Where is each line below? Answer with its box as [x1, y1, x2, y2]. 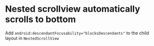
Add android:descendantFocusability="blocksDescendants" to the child [5, 30, 150, 36]
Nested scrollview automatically [5, 3, 141, 15]
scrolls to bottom [5, 14, 76, 25]
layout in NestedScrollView [5, 35, 59, 41]
